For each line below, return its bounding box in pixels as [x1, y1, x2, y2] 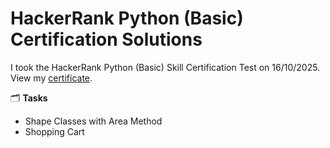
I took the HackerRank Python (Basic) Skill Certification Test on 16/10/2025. [10, 61, 321, 73]
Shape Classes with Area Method [24, 115, 163, 127]
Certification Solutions [10, 28, 203, 51]
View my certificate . [10, 72, 93, 84]
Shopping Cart [24, 125, 85, 137]
